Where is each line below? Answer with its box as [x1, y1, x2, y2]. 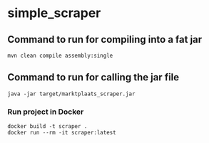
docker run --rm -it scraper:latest [7, 129, 116, 137]
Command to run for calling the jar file [7, 71, 180, 83]
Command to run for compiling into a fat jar [7, 33, 203, 46]
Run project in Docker [7, 107, 84, 117]
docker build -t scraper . [7, 123, 88, 130]
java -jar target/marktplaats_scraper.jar [7, 90, 136, 97]
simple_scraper [7, 5, 101, 21]
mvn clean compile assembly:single [7, 52, 113, 59]
